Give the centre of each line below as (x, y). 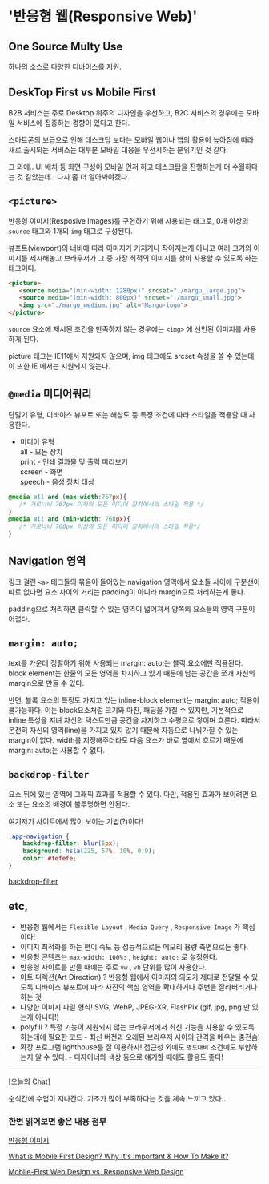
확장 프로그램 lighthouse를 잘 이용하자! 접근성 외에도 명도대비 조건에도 (128, 1047)
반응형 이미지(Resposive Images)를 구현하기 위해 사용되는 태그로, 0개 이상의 (128, 220)
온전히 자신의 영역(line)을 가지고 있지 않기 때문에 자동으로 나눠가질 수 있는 (123, 730)
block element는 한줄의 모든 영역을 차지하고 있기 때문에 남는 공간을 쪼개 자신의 (132, 673)
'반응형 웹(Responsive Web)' (103, 16)
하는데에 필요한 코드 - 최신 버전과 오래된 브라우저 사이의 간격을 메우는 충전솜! (140, 1037)
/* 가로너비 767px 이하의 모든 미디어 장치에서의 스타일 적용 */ (112, 504)
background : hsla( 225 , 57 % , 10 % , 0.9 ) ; (89, 851)
